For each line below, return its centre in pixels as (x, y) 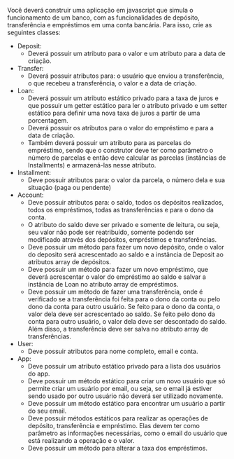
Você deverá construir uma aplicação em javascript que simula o (100, 10)
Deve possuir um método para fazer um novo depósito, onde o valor (126, 247)
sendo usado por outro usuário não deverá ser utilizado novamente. (125, 396)
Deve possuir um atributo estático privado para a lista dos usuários (124, 366)
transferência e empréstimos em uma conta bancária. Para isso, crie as (110, 25)
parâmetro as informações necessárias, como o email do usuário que (127, 433)
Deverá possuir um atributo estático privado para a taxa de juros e (123, 98)
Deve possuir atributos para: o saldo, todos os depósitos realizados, (126, 202)
